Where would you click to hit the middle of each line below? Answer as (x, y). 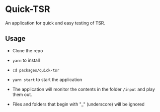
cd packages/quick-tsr (36, 70)
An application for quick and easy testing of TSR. (55, 23)
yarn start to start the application (47, 79)
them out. (22, 94)
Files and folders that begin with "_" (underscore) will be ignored (79, 104)
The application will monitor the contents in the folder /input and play (83, 89)
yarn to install (26, 60)
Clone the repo (28, 50)
